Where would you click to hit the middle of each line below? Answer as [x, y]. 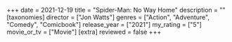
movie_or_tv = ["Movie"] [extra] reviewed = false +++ [84, 32]
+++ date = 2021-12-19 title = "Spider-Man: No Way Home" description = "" [116, 10]
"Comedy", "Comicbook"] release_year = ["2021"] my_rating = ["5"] [104, 24]
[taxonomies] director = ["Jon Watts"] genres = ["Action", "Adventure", [108, 17]
